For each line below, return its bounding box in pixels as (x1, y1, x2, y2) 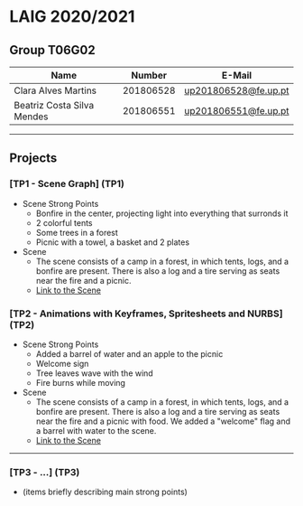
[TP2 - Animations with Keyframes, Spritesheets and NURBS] (9, 307, 283, 320)
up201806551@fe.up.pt (184, 105, 289, 117)
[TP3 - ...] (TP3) (9, 465, 80, 478)
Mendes (14, 110, 49, 123)
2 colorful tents (35, 217, 93, 228)
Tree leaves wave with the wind (35, 368, 153, 379)
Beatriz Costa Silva (14, 99, 95, 111)
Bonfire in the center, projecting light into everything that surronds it (35, 208, 289, 219)
